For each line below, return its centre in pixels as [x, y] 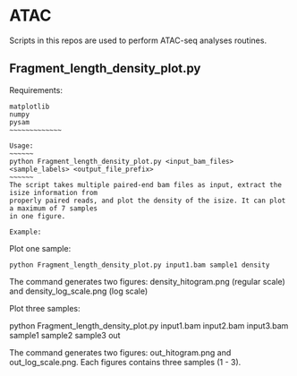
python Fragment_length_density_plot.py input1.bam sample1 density [140, 265]
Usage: [21, 145]
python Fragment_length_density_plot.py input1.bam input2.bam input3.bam [149, 325]
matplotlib [30, 107]
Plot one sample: [40, 248]
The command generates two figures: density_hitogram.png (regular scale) [148, 281]
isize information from [54, 192]
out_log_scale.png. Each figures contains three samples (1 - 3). [125, 362]
